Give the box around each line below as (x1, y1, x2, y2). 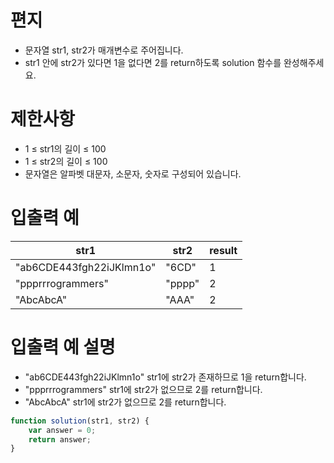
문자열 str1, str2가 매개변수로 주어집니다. (24, 44, 184, 56)
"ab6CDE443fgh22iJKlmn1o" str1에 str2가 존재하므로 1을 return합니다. (24, 371, 307, 383)
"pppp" (165, 276, 200, 290)
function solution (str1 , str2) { (10, 416, 150, 426)
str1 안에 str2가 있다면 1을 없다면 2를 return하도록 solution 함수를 (24, 56, 282, 68)
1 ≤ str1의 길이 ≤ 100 (24, 142, 107, 155)
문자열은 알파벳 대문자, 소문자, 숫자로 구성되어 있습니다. (24, 167, 242, 180)
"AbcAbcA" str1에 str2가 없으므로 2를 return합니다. (24, 396, 227, 408)
